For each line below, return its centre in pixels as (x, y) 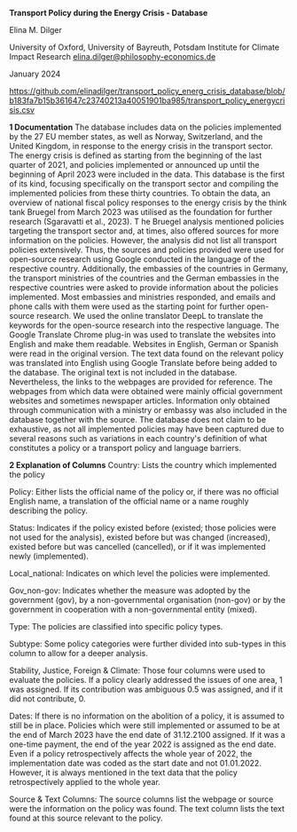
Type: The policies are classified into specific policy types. (116, 626)
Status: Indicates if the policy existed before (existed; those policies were (143, 528)
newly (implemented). (49, 556)
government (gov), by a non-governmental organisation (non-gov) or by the (148, 600)
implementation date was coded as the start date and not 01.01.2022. (135, 763)
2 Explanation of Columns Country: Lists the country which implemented (143, 465)
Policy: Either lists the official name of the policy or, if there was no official (144, 491)
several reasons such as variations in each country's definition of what (138, 438)
